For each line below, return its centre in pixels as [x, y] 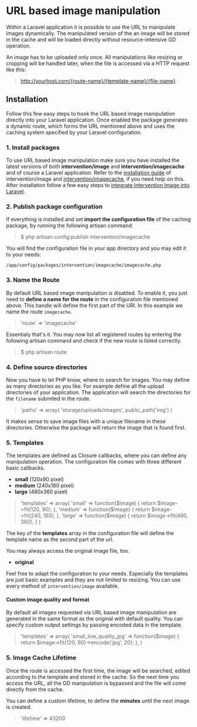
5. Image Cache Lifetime [41, 658]
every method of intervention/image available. [62, 586]
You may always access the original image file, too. [68, 551]
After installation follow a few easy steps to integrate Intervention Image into [98, 185]
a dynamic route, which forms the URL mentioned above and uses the [90, 126]
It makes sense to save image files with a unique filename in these [86, 421]
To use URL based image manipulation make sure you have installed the [93, 160]
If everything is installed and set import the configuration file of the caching [98, 219]
